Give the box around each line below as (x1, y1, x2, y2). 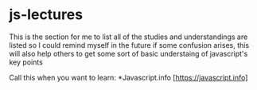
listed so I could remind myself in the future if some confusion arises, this (9, 40, 250, 49)
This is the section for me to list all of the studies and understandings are (9, 32, 248, 41)
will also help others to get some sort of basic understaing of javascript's (9, 49, 248, 58)
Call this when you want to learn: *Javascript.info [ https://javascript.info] (9, 72, 248, 82)
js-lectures (9, 6, 83, 24)
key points (9, 57, 43, 67)
